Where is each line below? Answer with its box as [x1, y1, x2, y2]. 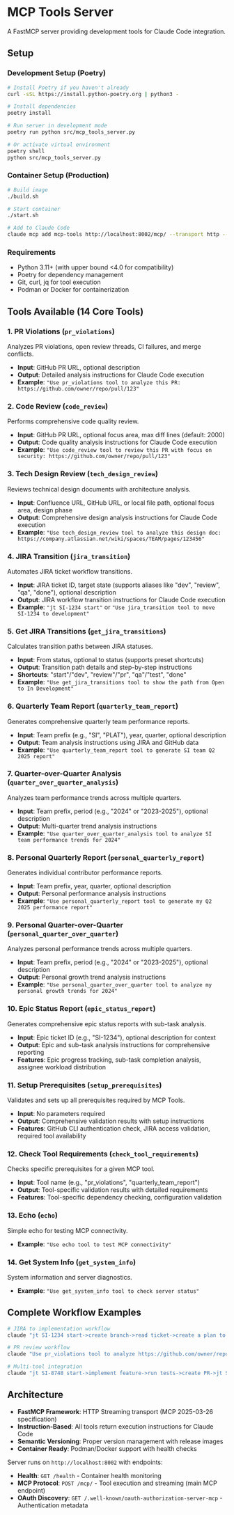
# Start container [7, 205, 61, 212]
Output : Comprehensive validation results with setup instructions [17, 1117, 205, 1125]
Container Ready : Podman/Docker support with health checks [17, 1444, 197, 1452]
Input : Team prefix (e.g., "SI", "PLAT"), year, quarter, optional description [17, 730, 226, 739]
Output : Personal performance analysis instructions [17, 889, 166, 898]
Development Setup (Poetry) [7, 68, 107, 78]
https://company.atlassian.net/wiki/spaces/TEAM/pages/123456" [17, 535, 205, 542]
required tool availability [17, 1132, 86, 1140]
